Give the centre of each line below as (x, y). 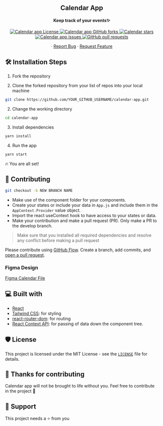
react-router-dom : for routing (41, 318)
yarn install (18, 136)
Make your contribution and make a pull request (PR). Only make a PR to (84, 221)
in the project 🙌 (20, 391)
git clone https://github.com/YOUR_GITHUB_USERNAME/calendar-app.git (77, 100)
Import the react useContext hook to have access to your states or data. (84, 215)
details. (12, 359)
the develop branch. (32, 225)
